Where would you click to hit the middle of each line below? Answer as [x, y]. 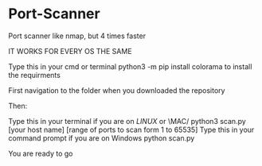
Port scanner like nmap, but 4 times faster [77, 36]
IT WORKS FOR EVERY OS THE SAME [70, 51]
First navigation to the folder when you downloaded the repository [117, 90]
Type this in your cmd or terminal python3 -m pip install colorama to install [130, 66]
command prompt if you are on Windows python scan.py [102, 138]
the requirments [35, 75]
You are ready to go [41, 153]
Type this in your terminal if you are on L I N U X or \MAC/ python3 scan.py [127, 121]
